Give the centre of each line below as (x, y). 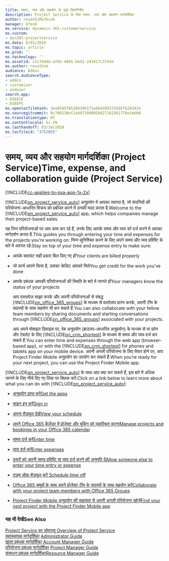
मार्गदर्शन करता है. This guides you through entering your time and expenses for (83, 235)
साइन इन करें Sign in (30, 404)
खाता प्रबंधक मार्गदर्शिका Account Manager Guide (50, 542)
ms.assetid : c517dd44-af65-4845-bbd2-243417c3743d (60, 62)
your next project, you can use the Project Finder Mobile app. (76, 363)
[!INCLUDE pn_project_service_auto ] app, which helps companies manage (82, 214)
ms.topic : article (24, 47)
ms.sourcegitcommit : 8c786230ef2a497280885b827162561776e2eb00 (73, 113)
